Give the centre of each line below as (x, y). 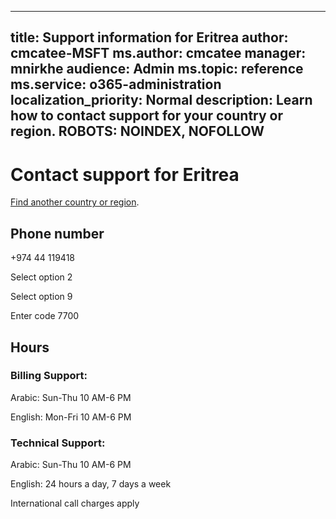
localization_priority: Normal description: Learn (161, 100)
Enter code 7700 (45, 316)
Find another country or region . (75, 202)
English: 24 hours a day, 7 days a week (91, 484)
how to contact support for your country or (147, 116)
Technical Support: (58, 443)
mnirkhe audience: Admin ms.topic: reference (157, 69)
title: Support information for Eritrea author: (149, 37)
